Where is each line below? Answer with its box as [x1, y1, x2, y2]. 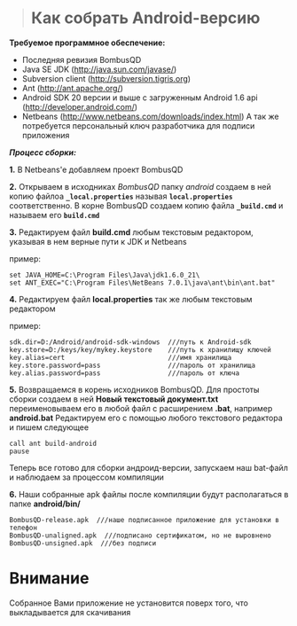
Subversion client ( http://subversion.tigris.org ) [21, 73, 191, 83]
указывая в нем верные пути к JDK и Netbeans [9, 236, 188, 246]
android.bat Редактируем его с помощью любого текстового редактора [9, 412, 284, 423]
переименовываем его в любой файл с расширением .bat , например [9, 403, 273, 413]
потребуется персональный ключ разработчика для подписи [21, 120, 255, 131]
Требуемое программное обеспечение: [9, 37, 166, 48]
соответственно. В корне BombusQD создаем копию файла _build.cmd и [9, 200, 284, 211]
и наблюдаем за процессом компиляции [9, 472, 164, 482]
